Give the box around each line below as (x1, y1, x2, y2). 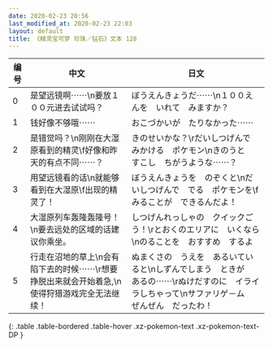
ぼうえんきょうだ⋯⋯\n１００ (131, 90, 245, 102)
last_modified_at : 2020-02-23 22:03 (8, 20, 132, 28)
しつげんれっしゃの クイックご (131, 212, 253, 223)
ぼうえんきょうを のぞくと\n (131, 172, 245, 184)
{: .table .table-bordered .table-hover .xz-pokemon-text (8, 322, 195, 332)
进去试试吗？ (54, 102, 104, 114)
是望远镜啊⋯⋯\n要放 (29, 90, 112, 102)
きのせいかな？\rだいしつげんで (131, 132, 251, 144)
